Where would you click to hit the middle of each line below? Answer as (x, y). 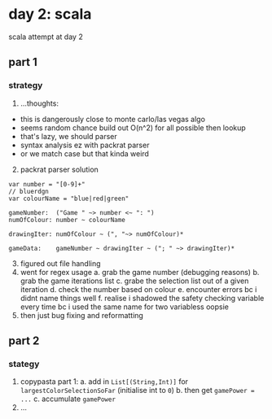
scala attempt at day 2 (46, 37)
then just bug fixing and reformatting (82, 315)
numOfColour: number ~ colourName (67, 220)
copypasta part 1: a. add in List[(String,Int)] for (104, 382)
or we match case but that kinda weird (84, 153)
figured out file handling (60, 263)
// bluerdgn (29, 191)
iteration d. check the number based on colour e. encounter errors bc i (138, 289)
